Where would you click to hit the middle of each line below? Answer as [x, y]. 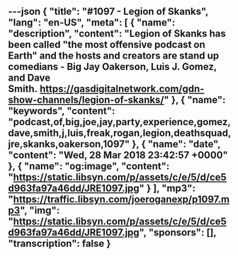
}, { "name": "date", [176, 144]
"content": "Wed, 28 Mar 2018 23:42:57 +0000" [118, 155]
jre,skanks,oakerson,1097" [69, 144]
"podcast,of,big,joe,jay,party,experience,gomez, [119, 122]
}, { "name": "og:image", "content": [89, 167]
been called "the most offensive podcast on [107, 45]
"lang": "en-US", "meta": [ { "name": [92, 23]
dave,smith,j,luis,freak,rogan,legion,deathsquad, [120, 133]
